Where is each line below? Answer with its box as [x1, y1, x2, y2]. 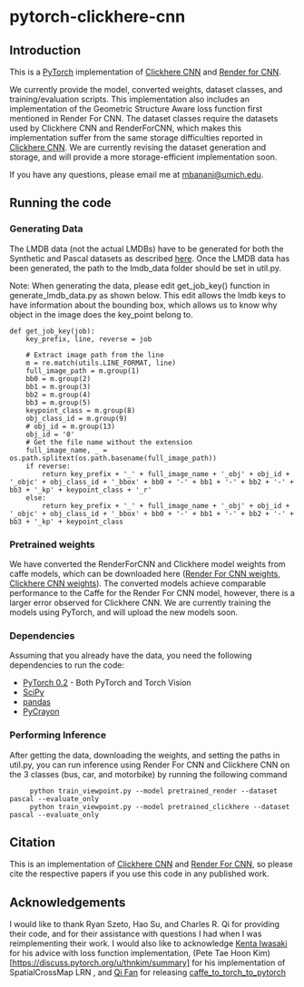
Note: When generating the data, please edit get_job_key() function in [9, 279, 270, 291]
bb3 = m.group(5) [25, 397, 92, 407]
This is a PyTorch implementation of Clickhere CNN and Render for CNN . [9, 66, 281, 77]
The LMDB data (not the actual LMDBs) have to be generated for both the [9, 243, 284, 254]
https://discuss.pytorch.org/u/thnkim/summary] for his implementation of [12, 957, 286, 968]
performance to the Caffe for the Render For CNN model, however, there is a [9, 587, 295, 598]
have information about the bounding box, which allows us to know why [9, 299, 278, 310]
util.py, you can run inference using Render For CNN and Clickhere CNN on [9, 759, 290, 770]
